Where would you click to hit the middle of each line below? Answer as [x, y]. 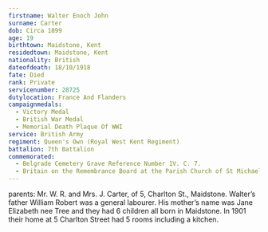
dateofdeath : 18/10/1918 [49, 68]
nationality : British [44, 61]
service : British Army [46, 134]
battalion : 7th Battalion [51, 149]
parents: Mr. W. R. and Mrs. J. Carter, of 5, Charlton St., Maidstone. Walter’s [132, 194]
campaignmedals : [35, 104]
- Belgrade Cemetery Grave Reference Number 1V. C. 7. [108, 164]
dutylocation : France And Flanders [67, 97]
